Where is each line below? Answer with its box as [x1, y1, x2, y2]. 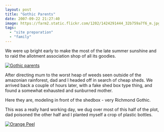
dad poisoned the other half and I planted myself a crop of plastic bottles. [5, 111, 153, 117]
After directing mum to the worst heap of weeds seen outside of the [5, 72, 142, 78]
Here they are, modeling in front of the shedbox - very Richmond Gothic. [5, 97, 151, 103]
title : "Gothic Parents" [5, 12, 56, 17]
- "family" [9, 35, 32, 40]
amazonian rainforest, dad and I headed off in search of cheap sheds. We [5, 77, 153, 83]
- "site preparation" [9, 30, 54, 35]
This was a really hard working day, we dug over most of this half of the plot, [5, 106, 159, 112]
